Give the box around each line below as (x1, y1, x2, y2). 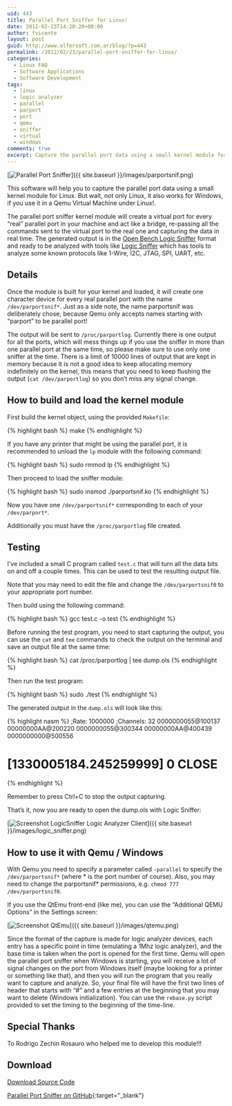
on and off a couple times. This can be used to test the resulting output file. (7, 567, 222, 575)
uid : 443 (7, 10, 32, 17)
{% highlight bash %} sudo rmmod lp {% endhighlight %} (7, 460, 171, 469)
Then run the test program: (7, 677, 84, 685)
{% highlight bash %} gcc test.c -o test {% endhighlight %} (7, 615, 176, 623)
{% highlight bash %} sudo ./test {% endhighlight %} (7, 690, 157, 699)
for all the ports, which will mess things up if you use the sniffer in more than (7, 337, 225, 346)
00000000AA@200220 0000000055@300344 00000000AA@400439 (7, 725, 213, 733)
